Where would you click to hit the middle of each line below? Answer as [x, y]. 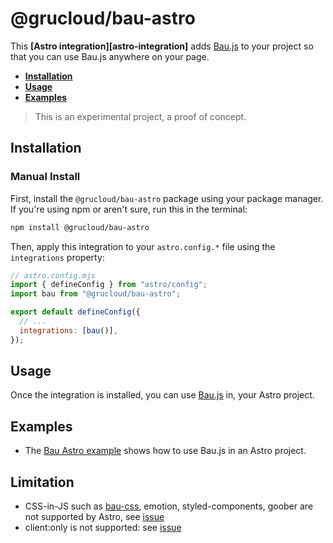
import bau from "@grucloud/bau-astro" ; [96, 294]
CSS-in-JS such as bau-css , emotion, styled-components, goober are [169, 506]
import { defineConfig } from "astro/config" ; [109, 285]
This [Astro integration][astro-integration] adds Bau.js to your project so [162, 46]
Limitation [42, 482]
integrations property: [57, 257]
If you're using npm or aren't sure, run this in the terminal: [129, 209]
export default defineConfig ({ [75, 312]
